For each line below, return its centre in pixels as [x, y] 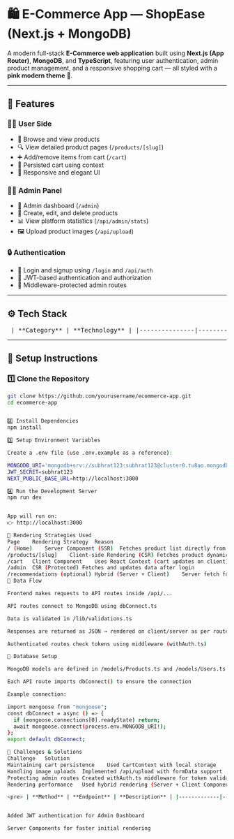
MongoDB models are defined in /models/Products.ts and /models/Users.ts [117, 669]
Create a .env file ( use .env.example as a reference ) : [90, 453]
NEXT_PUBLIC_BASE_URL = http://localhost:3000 [73, 479]
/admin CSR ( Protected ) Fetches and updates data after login [101, 568]
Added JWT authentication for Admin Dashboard [76, 816]
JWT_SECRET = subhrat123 [40, 472]
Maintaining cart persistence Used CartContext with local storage [112, 765]
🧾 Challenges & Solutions [45, 752]
